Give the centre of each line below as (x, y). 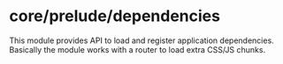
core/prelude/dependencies (115, 16)
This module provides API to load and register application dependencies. (141, 40)
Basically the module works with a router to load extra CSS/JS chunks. (138, 49)
